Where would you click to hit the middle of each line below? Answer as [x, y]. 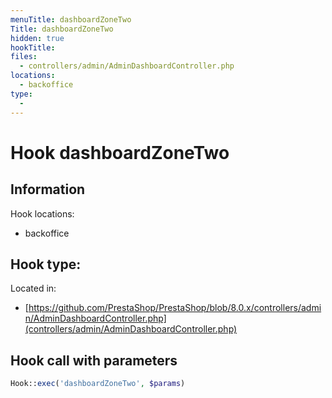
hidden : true [37, 38]
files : [24, 57]
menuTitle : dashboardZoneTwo [71, 19]
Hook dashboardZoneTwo [120, 152]
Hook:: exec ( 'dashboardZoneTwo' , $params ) [98, 384]
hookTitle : [33, 47]
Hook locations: [42, 213]
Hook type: [46, 264]
